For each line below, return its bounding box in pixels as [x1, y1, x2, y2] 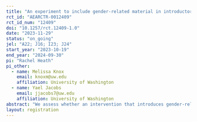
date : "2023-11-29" [6, 30, 54, 36]
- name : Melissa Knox [11, 69, 64, 74]
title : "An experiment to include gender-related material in [6, 8, 161, 15]
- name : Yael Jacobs [11, 85, 62, 91]
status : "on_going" [6, 36, 54, 42]
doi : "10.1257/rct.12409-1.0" [6, 25, 80, 31]
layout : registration [6, 107, 59, 113]
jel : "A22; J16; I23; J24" [6, 42, 72, 48]
